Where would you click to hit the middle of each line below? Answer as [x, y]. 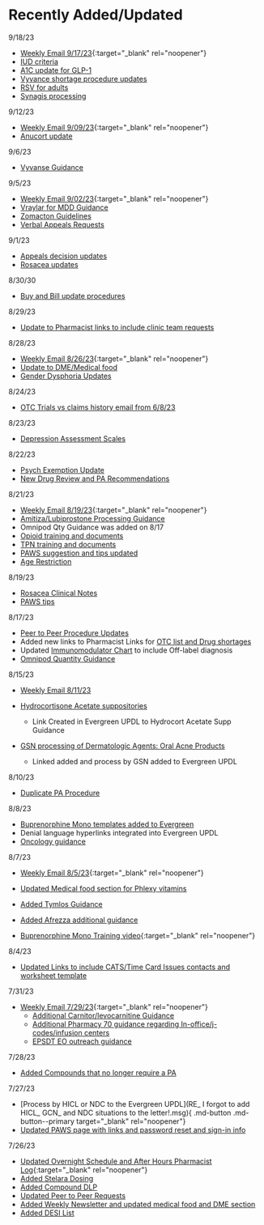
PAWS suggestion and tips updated [79, 553]
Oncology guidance [53, 841]
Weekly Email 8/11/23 [55, 690]
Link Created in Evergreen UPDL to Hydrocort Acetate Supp [132, 721]
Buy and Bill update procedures [72, 296]
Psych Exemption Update [62, 470]
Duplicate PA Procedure [60, 793]
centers [97, 1032]
